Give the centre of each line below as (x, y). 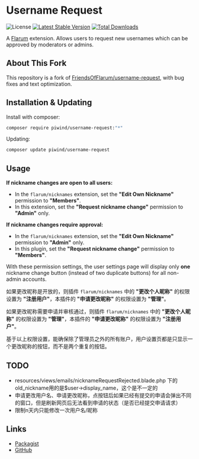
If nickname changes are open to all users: (60, 183)
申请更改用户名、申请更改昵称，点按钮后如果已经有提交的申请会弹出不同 (103, 395)
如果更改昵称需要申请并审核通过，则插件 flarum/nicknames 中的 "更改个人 (96, 312)
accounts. (35, 279)
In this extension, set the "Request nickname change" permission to (99, 207)
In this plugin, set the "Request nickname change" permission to (94, 249)
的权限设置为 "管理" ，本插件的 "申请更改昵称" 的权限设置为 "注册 (96, 319)
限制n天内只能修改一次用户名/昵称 (56, 410)
